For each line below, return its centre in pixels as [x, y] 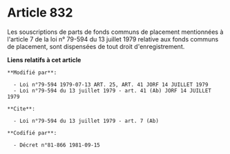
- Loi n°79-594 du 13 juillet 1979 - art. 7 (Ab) [86, 121]
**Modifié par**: [32, 73]
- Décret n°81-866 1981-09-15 [57, 145]
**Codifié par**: [32, 133]
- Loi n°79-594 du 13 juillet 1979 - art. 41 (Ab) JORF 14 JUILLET [113, 90]
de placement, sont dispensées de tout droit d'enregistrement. [96, 46]
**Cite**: [21, 108]
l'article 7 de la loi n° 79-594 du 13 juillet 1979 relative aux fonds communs [113, 39]
